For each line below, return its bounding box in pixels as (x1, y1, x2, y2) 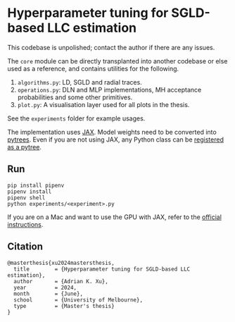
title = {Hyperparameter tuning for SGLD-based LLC (13, 266, 191, 273)
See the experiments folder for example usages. (7, 114, 146, 123)
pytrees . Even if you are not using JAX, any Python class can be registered (7, 135, 224, 144)
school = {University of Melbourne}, (13, 296, 143, 304)
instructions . (7, 220, 44, 228)
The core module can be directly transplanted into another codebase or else (7, 56, 228, 65)
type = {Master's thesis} (13, 302, 115, 309)
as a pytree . (7, 142, 42, 151)
